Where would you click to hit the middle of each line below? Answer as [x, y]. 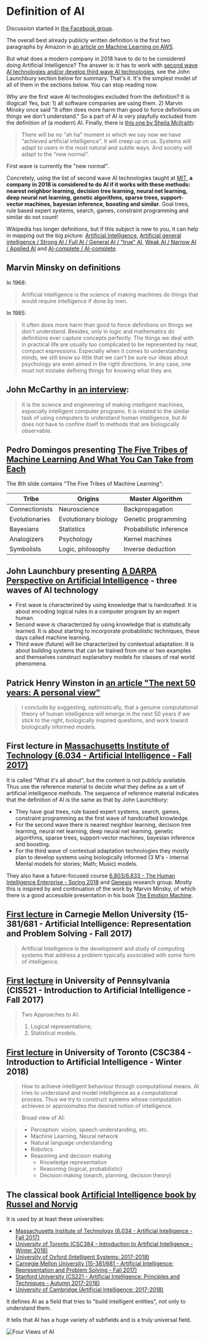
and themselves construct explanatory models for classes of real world [105, 657]
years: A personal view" [53, 693]
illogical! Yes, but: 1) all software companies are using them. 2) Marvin [94, 103]
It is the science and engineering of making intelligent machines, [103, 404]
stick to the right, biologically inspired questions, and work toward [105, 720]
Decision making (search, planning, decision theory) [105, 1175]
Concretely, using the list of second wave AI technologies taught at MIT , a [100, 178]
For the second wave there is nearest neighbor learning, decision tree [103, 824]
